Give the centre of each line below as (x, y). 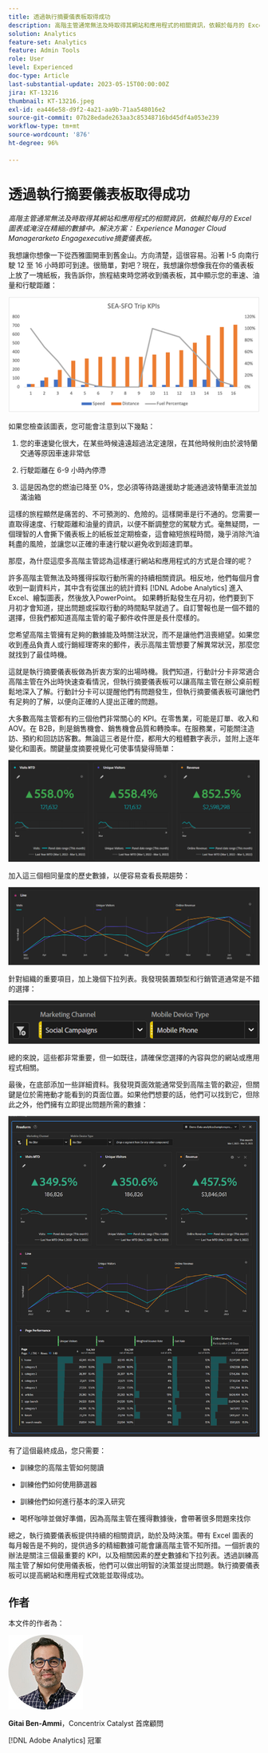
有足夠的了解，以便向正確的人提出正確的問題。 (85, 701)
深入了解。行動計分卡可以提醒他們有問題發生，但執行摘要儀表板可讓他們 (141, 691)
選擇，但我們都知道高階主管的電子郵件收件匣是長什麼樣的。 (106, 618)
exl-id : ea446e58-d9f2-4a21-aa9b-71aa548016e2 (87, 109)
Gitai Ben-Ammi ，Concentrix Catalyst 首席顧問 (86, 1723)
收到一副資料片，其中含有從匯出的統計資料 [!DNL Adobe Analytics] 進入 (126, 587)
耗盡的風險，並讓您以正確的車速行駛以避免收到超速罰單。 (102, 543)
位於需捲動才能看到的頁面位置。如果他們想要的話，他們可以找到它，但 (137, 1094)
